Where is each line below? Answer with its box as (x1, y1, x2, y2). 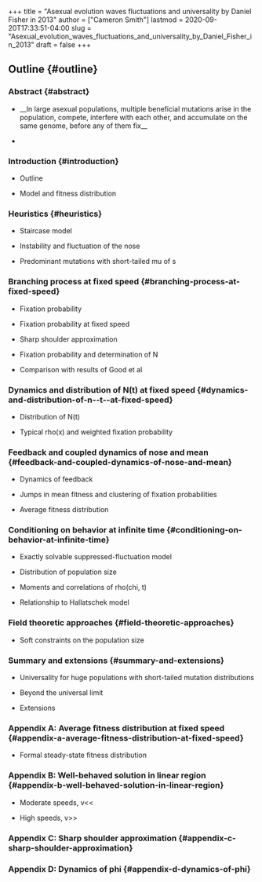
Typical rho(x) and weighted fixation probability (19, 427, 173, 437)
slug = (71, 24, 92, 32)
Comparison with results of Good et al (19, 364, 143, 374)
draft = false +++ (35, 40, 92, 49)
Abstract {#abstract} (8, 86, 90, 97)
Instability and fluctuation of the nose (19, 241, 140, 251)
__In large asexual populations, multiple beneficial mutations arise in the (19, 104, 252, 113)
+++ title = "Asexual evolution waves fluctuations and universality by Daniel (8, 7, 252, 16)
